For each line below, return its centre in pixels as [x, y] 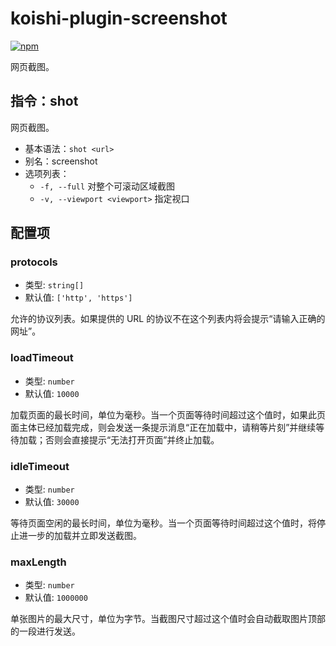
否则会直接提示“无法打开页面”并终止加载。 [132, 439]
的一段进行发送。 [45, 631]
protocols [34, 262]
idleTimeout [40, 466]
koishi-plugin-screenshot [119, 18]
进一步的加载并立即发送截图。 [80, 536]
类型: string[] [54, 285]
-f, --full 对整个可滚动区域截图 [107, 186]
